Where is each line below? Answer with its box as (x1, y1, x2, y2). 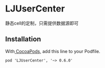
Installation (5, 35, 41, 43)
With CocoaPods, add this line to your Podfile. (5, 48, 100, 54)
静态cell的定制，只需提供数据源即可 (5, 20, 79, 26)
